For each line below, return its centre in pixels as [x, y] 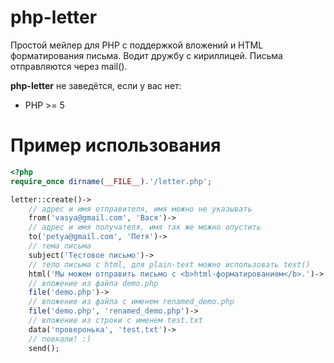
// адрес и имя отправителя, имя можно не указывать [140, 209]
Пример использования [116, 145]
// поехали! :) [60, 339]
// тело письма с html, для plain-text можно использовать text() [169, 264]
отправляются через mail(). [69, 66]
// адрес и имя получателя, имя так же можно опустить [145, 227]
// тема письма [60, 246]
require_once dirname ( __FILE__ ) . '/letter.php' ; [111, 181]
